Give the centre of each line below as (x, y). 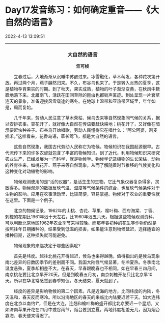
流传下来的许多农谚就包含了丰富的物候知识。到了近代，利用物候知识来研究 (84, 153)
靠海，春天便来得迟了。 (29, 316)
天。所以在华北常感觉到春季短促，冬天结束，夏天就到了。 (63, 281)
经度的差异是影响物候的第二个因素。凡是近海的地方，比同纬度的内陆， (84, 291)
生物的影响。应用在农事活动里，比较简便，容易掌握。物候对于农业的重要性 (80, 194)
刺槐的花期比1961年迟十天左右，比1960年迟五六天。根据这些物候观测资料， (81, 217)
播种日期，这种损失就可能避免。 (37, 235)
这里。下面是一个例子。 (33, 200)
